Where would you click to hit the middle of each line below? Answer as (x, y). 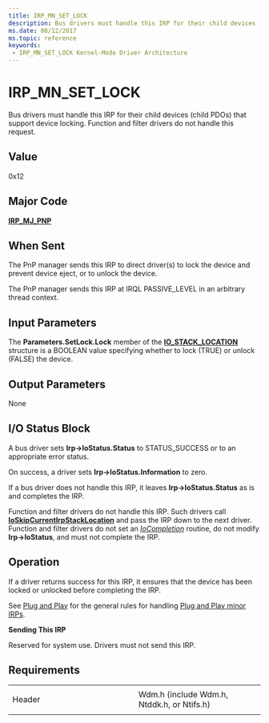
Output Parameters (57, 384)
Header (26, 700)
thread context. (34, 298)
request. (22, 131)
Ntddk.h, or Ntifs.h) (175, 705)
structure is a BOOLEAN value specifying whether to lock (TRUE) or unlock (132, 351)
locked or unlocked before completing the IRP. (85, 590)
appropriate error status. (49, 456)
